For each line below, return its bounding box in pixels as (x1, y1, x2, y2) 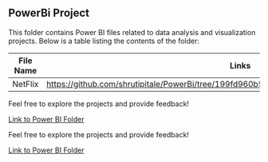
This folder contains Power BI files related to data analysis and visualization (8, 27, 256, 37)
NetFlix (12, 78, 39, 89)
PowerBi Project (8, 6, 90, 20)
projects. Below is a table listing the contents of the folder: (8, 36, 199, 45)
